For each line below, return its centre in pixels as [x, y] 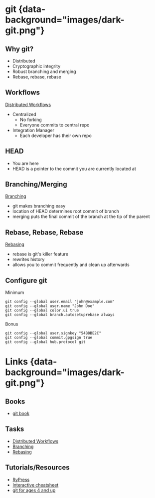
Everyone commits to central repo [55, 125]
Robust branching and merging [44, 71]
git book [21, 413]
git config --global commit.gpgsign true [49, 338]
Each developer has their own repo [56, 135]
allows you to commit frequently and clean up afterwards [71, 265]
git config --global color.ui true [42, 310]
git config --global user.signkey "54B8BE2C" [53, 333]
